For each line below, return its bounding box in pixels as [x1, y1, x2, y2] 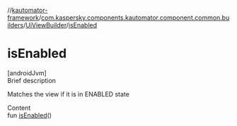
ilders [7, 21, 24, 29]
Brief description [7, 76, 57, 84]
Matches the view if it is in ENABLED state [7, 89, 129, 98]
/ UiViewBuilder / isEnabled [23, 21, 98, 29]
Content [7, 103, 31, 112]
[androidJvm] [7, 68, 47, 77]
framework [7, 13, 40, 22]
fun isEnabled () [7, 111, 52, 119]
